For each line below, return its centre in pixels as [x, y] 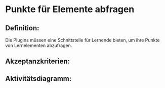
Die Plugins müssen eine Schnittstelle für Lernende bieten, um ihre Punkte [82, 40]
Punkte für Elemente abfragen [70, 9]
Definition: [22, 28]
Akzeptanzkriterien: [37, 61]
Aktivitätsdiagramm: [38, 79]
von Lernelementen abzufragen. [39, 46]
